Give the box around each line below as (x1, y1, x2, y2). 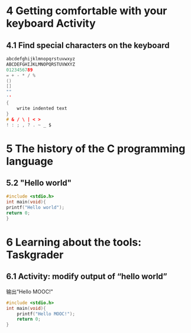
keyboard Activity (6, 17, 96, 30)
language (6, 154, 54, 168)
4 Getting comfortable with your (6, 4, 167, 18)
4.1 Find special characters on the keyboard (6, 40, 170, 50)
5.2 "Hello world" (6, 177, 72, 187)
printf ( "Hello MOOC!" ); (17, 311, 76, 317)
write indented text (17, 105, 67, 111)
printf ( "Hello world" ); (6, 205, 65, 211)
